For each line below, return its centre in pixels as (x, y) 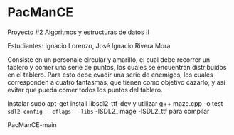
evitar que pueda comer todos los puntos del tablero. (85, 90)
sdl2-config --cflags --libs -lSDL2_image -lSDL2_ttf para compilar (108, 111)
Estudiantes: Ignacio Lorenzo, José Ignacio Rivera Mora (89, 45)
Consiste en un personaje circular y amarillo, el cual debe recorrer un (109, 59)
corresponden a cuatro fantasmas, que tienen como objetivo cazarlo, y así (116, 82)
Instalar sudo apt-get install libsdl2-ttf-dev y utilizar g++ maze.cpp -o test (115, 103)
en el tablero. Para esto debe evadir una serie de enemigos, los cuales (110, 75)
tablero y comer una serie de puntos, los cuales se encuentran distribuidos (117, 67)
